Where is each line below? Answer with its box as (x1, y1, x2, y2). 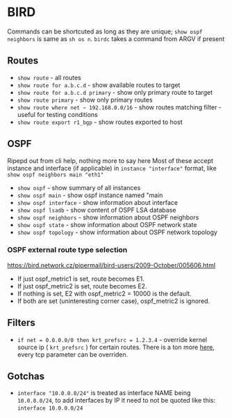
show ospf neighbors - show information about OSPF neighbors (17, 213, 199, 222)
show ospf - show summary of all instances (17, 183, 141, 192)
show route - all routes (17, 73, 81, 82)
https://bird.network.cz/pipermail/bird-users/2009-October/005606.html (7, 261, 216, 269)
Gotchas (7, 371, 45, 382)
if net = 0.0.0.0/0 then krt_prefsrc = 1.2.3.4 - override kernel (17, 335, 207, 343)
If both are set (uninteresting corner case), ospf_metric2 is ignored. (17, 297, 210, 305)
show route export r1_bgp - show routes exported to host (17, 118, 183, 126)
